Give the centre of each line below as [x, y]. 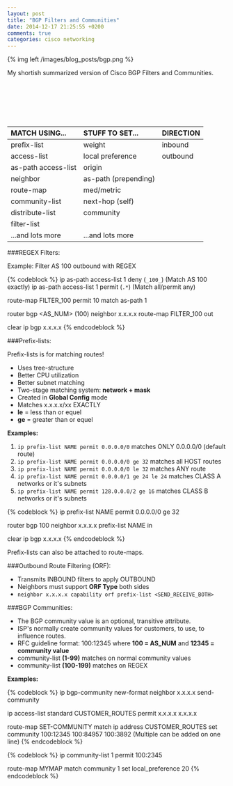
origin [93, 168]
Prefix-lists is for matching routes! [56, 354]
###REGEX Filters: [34, 253]
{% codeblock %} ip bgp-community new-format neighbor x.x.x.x [102, 693]
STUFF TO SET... [111, 133]
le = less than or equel [49, 412]
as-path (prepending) [119, 179]
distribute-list [33, 213]
